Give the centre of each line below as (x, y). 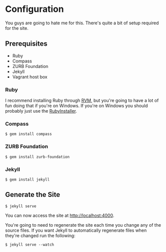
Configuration (35, 9)
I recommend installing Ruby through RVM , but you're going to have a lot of (82, 101)
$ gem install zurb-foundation (37, 157)
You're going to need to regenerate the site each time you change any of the (83, 225)
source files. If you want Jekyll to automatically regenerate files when (76, 230)
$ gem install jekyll (28, 180)
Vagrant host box (30, 77)
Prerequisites (26, 44)
